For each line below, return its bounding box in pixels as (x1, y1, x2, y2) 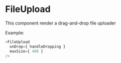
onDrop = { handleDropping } (9, 44, 66, 49)
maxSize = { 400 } (9, 48, 43, 53)
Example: (5, 29, 24, 35)
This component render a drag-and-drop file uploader (5, 20, 116, 26)
